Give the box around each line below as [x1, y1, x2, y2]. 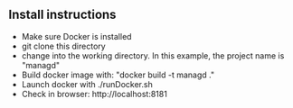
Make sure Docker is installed [21, 31, 132, 41]
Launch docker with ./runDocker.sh [21, 78, 153, 89]
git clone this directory [21, 40, 106, 51]
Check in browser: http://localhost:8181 [21, 88, 168, 99]
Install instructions [8, 7, 117, 22]
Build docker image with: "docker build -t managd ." [21, 69, 214, 80]
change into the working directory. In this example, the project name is [21, 49, 285, 61]
